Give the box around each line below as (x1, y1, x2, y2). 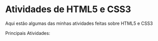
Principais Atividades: (5, 30, 50, 36)
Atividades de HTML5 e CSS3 (5, 4, 131, 15)
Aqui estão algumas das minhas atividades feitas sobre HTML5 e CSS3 (5, 20, 153, 26)
